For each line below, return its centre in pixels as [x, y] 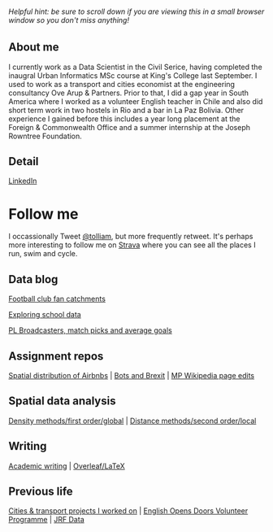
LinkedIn [23, 181]
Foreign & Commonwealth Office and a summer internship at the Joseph [129, 127]
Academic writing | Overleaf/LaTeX [67, 466]
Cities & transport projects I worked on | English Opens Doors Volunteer [128, 511]
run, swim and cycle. [43, 254]
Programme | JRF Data [46, 520]
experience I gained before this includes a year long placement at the [124, 119]
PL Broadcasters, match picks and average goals [90, 330]
